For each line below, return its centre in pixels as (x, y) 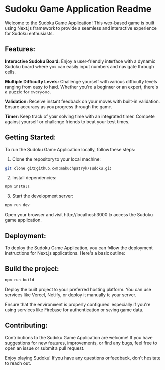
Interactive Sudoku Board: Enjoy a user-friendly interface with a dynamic (80, 61)
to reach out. (18, 363)
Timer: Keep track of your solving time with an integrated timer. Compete (80, 116)
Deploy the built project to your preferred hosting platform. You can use (78, 289)
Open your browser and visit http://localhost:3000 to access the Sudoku (79, 215)
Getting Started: (30, 138)
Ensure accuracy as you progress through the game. (59, 107)
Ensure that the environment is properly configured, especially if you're (78, 304)
